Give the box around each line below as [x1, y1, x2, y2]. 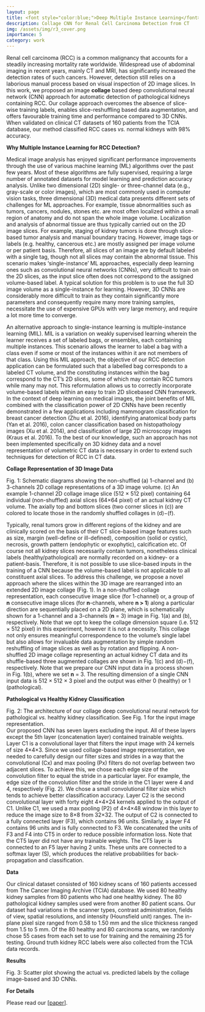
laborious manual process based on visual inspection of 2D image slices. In [6, 80, 196, 87]
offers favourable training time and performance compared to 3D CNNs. [6, 112, 187, 120]
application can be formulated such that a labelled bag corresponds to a [6, 362, 188, 370]
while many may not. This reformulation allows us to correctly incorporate [6, 382, 192, 389]
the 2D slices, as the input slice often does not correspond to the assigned [6, 273, 193, 280]
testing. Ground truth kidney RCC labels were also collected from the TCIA [6, 939, 193, 946]
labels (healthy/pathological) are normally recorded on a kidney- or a [6, 554, 179, 561]
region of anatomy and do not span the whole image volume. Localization [6, 215, 191, 221]
